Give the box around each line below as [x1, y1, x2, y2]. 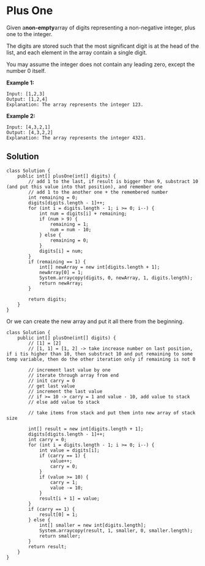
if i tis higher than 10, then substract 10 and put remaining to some [6, 351, 193, 357]
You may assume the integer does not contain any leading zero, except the [6, 61, 195, 68]
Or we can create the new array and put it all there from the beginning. [6, 318, 184, 325]
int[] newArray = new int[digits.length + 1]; [39, 264, 160, 270]
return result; [28, 543, 67, 549]
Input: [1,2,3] [6, 91, 45, 97]
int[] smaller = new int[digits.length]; [39, 522, 147, 528]
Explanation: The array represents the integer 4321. [6, 135, 147, 141]
